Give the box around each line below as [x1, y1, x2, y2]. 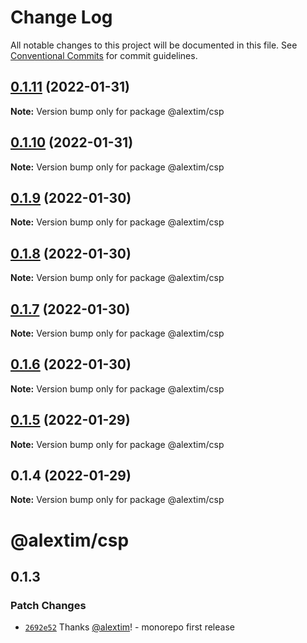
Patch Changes [10, 598, 87, 612]
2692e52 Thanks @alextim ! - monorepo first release [24, 621, 235, 633]
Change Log [10, 6, 113, 29]
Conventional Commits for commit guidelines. [10, 49, 198, 61]
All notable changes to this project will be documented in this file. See [10, 39, 298, 51]
